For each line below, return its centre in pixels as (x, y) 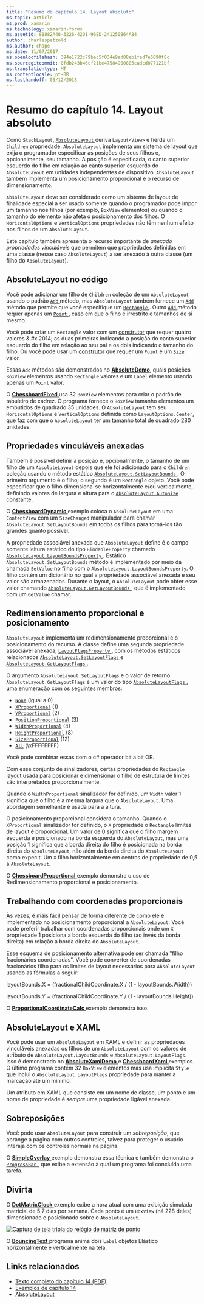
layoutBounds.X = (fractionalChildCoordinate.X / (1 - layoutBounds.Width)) (99, 985)
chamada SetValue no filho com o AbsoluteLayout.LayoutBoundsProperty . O (100, 568)
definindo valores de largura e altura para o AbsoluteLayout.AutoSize (93, 493)
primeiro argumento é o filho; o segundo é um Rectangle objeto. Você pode (100, 480)
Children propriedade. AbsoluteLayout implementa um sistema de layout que (102, 146)
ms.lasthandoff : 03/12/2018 (42, 80)
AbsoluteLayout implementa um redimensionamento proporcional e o (92, 638)
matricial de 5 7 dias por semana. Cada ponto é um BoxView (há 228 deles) (99, 1211)
